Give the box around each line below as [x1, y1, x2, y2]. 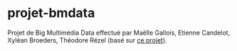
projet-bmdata [7, 5, 95, 21]
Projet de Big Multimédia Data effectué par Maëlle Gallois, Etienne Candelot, [7, 28, 231, 37]
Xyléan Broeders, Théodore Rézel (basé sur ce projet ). [7, 35, 167, 44]
